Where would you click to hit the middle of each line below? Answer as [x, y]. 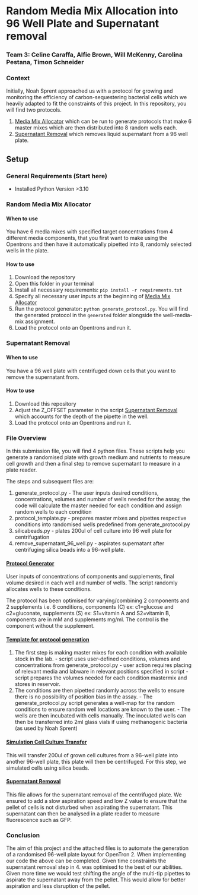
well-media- [178, 315]
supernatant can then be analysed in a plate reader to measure [83, 813]
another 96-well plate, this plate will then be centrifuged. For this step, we [96, 761]
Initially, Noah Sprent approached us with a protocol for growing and [90, 91]
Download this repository [45, 404]
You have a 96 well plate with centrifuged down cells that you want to [91, 371]
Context [18, 78]
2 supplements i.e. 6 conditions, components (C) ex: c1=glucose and [90, 607]
